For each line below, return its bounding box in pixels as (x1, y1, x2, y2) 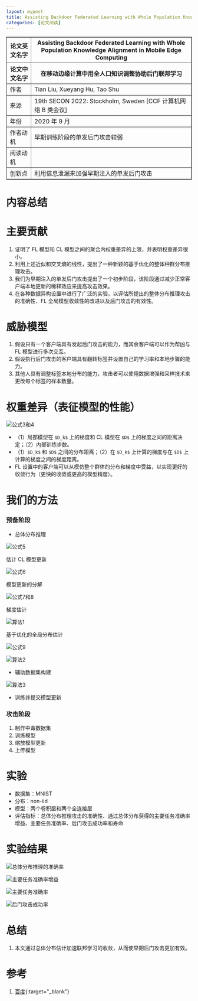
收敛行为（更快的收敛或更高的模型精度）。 (14, 471, 116, 478)
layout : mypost (6, 8, 44, 15)
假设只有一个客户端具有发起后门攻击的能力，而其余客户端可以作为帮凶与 (14, 341, 190, 348)
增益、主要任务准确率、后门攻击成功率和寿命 (14, 820, 124, 827)
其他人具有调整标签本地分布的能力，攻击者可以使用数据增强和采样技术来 (14, 370, 190, 377)
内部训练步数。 (36, 441, 72, 448)
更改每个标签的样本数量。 (14, 377, 77, 384)
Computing (95, 54, 128, 62)
